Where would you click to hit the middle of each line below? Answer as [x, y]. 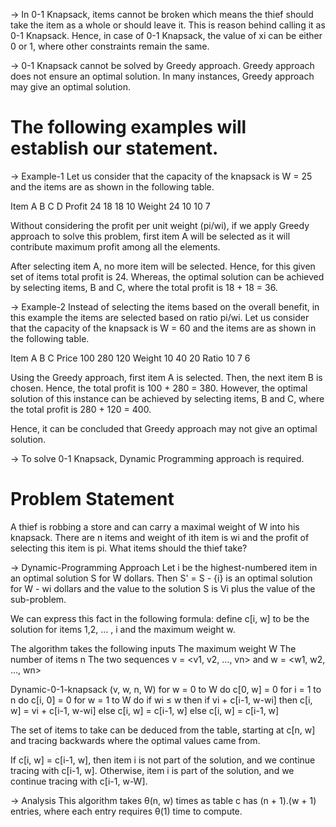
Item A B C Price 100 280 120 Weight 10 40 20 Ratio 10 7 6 [130, 358]
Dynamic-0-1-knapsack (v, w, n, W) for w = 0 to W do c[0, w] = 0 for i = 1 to [166, 689]
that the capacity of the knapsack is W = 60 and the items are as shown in [163, 328]
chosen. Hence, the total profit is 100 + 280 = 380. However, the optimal [159, 388]
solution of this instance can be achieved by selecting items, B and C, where [167, 398]
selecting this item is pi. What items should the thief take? [129, 548]
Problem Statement [92, 499]
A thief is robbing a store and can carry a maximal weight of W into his [155, 526]
